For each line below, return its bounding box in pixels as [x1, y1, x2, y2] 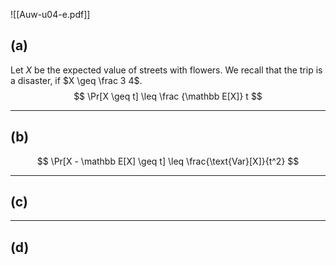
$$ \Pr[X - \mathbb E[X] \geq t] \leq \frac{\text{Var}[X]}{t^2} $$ [36, 155, 300, 167]
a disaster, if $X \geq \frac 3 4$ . [10, 74, 143, 86]
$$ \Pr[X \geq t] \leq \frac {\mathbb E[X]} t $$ [73, 90, 263, 102]
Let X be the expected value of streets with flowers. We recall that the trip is [10, 64, 323, 76]
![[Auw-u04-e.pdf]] [10, 9, 91, 20]
